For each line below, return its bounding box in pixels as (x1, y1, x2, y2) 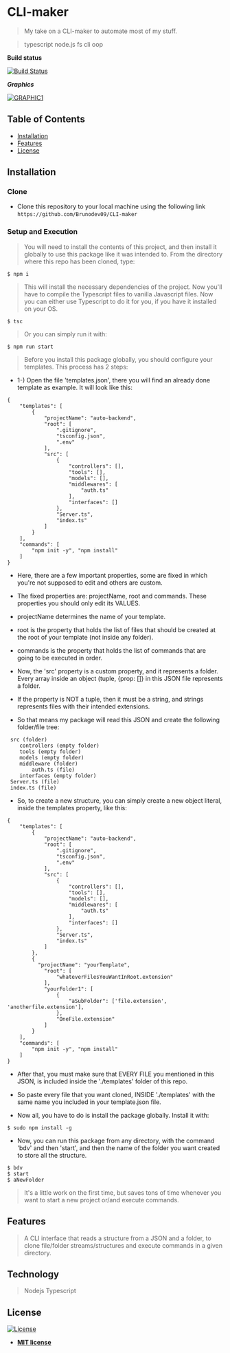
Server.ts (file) (10, 778, 60, 785)
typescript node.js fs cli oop (23, 40, 103, 48)
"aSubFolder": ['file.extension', (68, 997, 168, 1004)
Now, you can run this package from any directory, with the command (16, 1136, 215, 1145)
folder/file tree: (16, 723, 60, 731)
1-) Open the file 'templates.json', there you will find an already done (16, 376, 211, 384)
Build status (7, 53, 43, 62)
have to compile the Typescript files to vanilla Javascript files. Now (23, 290, 214, 298)
